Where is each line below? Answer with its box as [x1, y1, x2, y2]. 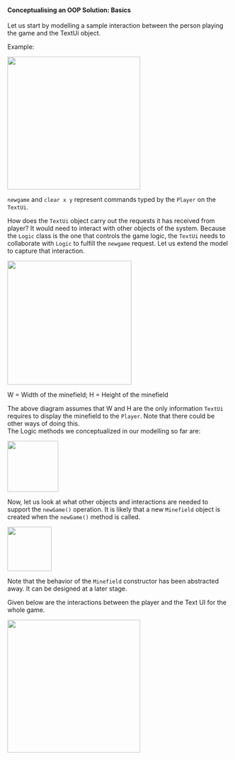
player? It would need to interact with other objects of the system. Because [7, 224, 227, 233]
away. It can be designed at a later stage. [7, 584, 127, 593]
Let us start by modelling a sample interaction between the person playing [7, 21, 224, 30]
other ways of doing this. [7, 419, 80, 428]
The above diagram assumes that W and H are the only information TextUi [7, 404, 224, 413]
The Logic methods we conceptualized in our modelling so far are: [7, 427, 201, 436]
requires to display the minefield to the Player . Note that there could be [7, 412, 215, 421]
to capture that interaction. [7, 246, 85, 255]
